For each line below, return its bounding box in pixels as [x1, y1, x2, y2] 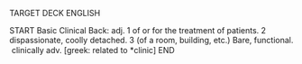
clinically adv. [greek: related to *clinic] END [11, 45, 176, 55]
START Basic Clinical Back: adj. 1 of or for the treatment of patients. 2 [9, 25, 267, 35]
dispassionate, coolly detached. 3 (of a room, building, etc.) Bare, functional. [9, 35, 294, 45]
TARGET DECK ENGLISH [9, 8, 101, 18]
